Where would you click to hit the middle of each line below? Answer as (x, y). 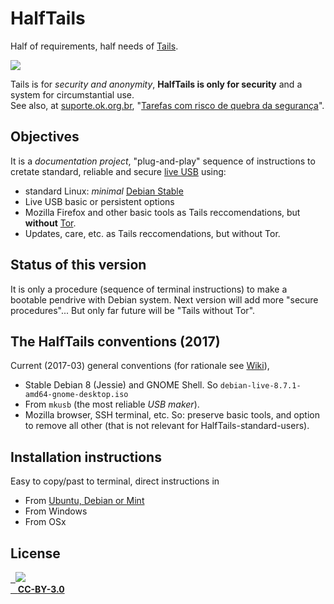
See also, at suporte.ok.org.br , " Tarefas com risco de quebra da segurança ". (167, 105)
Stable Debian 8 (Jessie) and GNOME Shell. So (121, 385)
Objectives (45, 137)
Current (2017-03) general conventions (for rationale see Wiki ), (140, 366)
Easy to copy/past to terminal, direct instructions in (115, 481)
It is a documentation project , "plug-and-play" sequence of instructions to (163, 161)
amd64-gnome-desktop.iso (76, 395)
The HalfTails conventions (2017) (115, 341)
